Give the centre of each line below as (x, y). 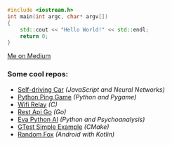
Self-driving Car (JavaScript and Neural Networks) (91, 89)
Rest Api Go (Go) (42, 111)
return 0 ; (34, 36)
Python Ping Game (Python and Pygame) (77, 97)
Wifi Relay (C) (37, 104)
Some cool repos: (38, 74)
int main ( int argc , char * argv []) (58, 16)
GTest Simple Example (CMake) (63, 127)
